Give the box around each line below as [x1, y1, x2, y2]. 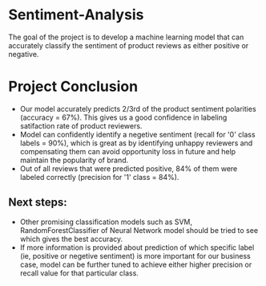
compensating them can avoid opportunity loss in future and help [19, 146, 236, 156]
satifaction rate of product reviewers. [19, 121, 143, 130]
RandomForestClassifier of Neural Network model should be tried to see [19, 225, 259, 235]
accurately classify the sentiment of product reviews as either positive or [8, 40, 249, 50]
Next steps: [8, 195, 68, 210]
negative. [8, 49, 39, 59]
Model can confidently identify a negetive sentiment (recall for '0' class [19, 129, 256, 139]
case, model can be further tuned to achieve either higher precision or [19, 259, 252, 269]
